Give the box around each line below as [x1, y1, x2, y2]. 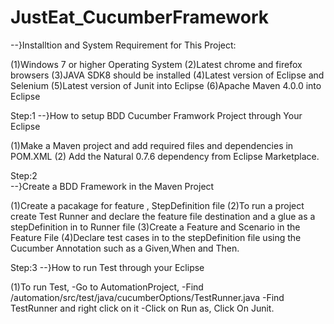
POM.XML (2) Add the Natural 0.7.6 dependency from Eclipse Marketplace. [10, 150, 320, 162]
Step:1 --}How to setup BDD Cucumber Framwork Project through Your [10, 109, 303, 121]
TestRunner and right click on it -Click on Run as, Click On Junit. [10, 302, 275, 314]
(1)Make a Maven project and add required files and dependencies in [10, 139, 294, 151]
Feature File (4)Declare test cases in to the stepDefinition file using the [10, 231, 302, 243]
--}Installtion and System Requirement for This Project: [10, 39, 237, 51]
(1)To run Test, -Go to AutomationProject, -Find [10, 281, 204, 293]
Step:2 [10, 169, 38, 181]
